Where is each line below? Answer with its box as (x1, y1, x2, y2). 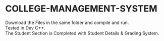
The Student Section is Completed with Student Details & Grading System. (5, 30, 159, 36)
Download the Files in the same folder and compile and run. (5, 19, 129, 25)
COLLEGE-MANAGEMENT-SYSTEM (5, 3, 157, 14)
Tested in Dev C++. (5, 24, 45, 30)
